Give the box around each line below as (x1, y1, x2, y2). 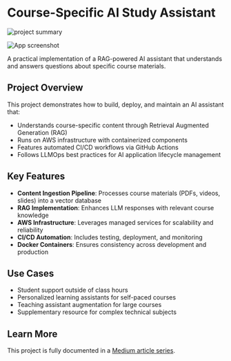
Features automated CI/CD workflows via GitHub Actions (17, 143, 179, 151)
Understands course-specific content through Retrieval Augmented (17, 121, 209, 129)
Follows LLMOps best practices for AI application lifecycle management (17, 150, 221, 158)
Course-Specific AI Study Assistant (7, 5, 216, 21)
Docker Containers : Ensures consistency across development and (17, 240, 207, 248)
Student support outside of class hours (17, 286, 129, 295)
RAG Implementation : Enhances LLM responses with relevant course (17, 203, 214, 212)
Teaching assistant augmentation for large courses (17, 301, 162, 309)
